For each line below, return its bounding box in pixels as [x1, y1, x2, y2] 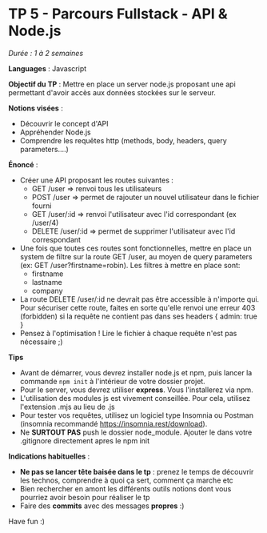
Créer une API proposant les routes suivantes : [19, 175, 174, 185]
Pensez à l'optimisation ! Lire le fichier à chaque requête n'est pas [19, 328, 237, 338]
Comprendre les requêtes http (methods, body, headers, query [19, 135, 228, 145]
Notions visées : [8, 103, 64, 113]
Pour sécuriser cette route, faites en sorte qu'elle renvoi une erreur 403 [19, 303, 256, 312]
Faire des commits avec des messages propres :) [19, 501, 185, 511]
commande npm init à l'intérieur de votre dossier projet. [19, 376, 205, 386]
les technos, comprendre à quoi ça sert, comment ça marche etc [19, 475, 233, 485]
